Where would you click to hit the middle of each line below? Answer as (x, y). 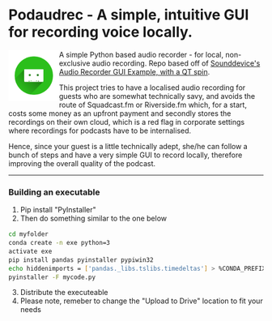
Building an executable (54, 192)
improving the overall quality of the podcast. (82, 163)
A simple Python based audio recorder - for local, (142, 54)
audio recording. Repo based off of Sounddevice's (176, 63)
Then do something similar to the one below (93, 218)
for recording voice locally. (100, 32)
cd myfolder (28, 234)
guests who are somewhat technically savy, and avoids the (157, 96)
